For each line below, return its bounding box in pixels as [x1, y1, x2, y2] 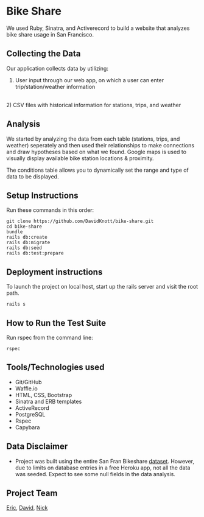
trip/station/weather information [15, 83, 96, 90]
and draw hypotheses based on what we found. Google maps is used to [6, 148, 187, 155]
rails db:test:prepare [6, 250, 64, 256]
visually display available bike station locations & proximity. [6, 154, 154, 162]
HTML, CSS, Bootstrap [15, 391, 72, 398]
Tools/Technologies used [6, 362, 105, 373]
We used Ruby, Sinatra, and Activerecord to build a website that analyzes [6, 24, 190, 32]
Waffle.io [15, 385, 38, 392]
